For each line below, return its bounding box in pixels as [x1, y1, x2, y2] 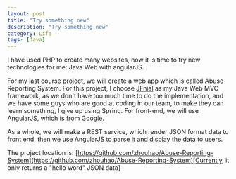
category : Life [7, 29, 52, 37]
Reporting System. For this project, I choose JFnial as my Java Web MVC [7, 84, 219, 93]
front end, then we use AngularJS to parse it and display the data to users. [7, 135, 223, 144]
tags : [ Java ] [7, 37, 46, 44]
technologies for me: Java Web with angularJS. [7, 63, 144, 72]
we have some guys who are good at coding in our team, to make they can [7, 99, 224, 107]
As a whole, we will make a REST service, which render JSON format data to [7, 128, 229, 136]
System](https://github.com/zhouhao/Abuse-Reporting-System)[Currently [7, 156, 223, 165]
